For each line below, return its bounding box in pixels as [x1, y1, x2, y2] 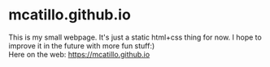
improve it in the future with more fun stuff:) [8, 40, 155, 50]
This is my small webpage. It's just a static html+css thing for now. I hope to [8, 32, 262, 42]
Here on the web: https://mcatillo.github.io [8, 49, 150, 59]
